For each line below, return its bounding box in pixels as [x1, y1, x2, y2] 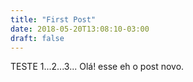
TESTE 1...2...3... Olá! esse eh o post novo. [10, 61, 185, 73]
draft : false [10, 33, 65, 43]
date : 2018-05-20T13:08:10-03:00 [10, 24, 150, 34]
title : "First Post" [10, 14, 97, 25]
